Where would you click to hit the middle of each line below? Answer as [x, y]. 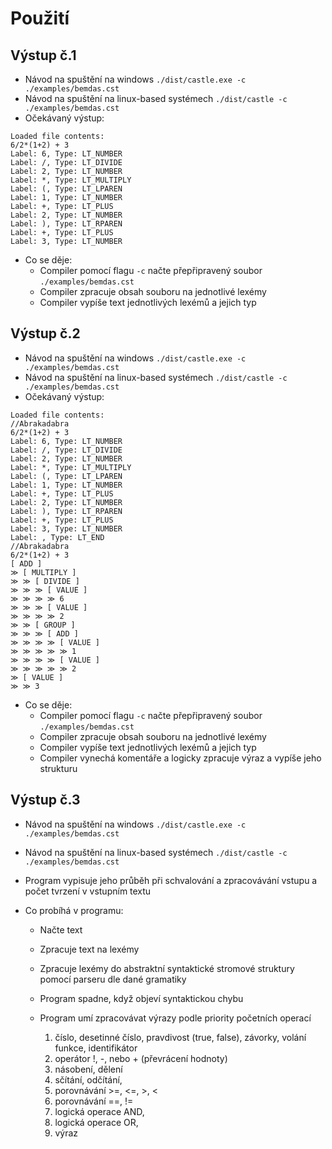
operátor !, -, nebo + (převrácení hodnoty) [141, 1058]
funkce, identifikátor [96, 1048]
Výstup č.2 [45, 333]
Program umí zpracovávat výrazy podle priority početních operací [175, 1018]
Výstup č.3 [45, 800]
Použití [40, 18]
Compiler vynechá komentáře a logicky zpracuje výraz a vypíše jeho [180, 758]
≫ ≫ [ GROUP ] [43, 625]
